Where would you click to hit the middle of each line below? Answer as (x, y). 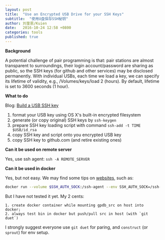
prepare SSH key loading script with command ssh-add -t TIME (76, 125)
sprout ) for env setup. (27, 232)
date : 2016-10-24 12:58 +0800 (38, 28)
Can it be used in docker (30, 168)
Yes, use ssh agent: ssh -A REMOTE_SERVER (47, 159)
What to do (17, 96)
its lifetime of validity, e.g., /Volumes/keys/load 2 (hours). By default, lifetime (82, 81)
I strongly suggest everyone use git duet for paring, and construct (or (77, 227)
